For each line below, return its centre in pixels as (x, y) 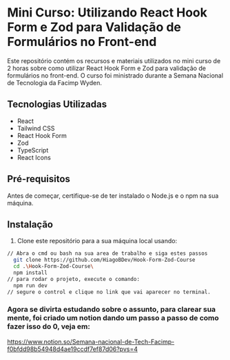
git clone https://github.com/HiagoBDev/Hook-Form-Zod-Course (104, 260)
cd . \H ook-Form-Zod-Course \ (54, 267)
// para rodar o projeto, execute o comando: (73, 279)
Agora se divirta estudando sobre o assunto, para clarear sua (112, 309)
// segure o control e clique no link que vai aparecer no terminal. (109, 292)
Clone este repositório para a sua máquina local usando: (97, 241)
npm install (31, 273)
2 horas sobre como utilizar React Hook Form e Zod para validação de (107, 68)
